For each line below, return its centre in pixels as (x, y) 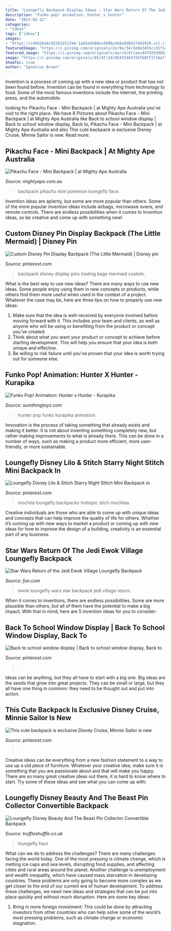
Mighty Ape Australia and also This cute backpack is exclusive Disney (78, 130)
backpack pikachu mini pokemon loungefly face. (69, 191)
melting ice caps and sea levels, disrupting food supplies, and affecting (80, 864)
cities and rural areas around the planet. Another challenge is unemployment (85, 870)
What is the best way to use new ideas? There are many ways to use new (82, 283)
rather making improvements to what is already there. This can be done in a (84, 436)
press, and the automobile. (33, 98)
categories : (18, 24)
